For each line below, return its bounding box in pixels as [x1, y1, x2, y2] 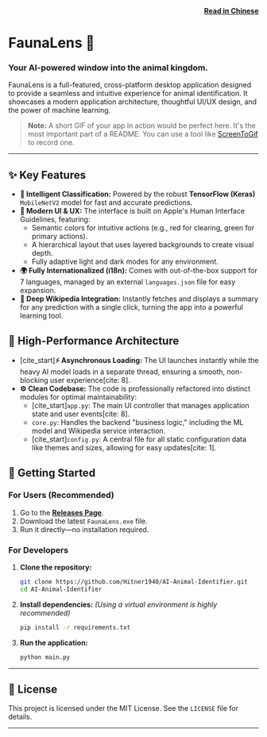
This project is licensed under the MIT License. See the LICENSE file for [8, 704, 238, 713]
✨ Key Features [8, 168, 86, 182]
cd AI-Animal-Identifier [19, 585, 103, 593]
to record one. [27, 137, 75, 148]
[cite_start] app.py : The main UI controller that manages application [31, 401, 250, 411]
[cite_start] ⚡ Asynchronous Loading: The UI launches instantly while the [19, 356, 259, 365]
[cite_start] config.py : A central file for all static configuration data [31, 434, 247, 444]
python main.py [19, 653, 71, 661]
